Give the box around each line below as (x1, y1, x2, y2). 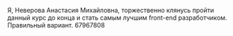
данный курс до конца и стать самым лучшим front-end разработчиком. (7, 13, 228, 22)
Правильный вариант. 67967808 (7, 21, 105, 29)
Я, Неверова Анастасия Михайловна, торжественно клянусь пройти (7, 6, 215, 14)
